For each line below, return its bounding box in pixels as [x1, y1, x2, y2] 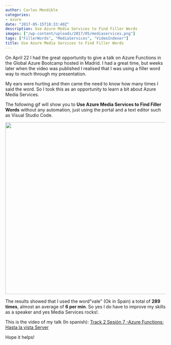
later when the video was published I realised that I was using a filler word [5, 65, 160, 71]
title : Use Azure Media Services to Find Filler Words [5, 41, 124, 46]
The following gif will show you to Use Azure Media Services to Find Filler [5, 101, 162, 107]
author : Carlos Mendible [5, 7, 58, 13]
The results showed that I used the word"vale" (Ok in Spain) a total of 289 [5, 298, 161, 304]
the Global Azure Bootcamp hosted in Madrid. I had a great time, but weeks [5, 60, 163, 66]
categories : [5, 12, 31, 17]
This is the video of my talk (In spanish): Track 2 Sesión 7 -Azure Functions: [5, 319, 164, 325]
